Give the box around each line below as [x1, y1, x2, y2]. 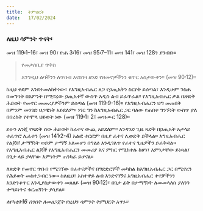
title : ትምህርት [6, 9, 45, 15]
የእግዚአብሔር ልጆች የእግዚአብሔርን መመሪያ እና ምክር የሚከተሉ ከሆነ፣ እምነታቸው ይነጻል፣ [6, 146, 190, 153]
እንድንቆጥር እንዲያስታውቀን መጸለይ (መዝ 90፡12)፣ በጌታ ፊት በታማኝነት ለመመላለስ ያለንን [6, 179, 190, 186]
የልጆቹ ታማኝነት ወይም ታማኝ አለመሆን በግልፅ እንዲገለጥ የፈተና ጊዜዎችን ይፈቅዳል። [6, 139, 176, 146]
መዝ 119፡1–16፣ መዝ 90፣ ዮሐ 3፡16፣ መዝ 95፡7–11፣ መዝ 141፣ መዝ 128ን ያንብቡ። [6, 48, 177, 56]
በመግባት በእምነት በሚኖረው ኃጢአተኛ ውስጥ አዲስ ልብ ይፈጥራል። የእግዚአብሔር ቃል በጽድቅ [6, 92, 196, 100]
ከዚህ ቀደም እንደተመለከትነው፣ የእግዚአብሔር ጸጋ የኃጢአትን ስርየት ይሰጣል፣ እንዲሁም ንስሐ [6, 85, 191, 92]
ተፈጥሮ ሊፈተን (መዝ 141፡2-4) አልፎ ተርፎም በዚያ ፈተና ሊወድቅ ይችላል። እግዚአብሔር [6, 132, 185, 139]
